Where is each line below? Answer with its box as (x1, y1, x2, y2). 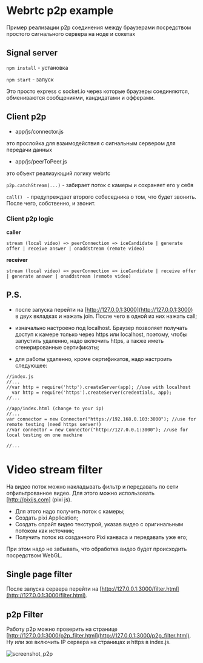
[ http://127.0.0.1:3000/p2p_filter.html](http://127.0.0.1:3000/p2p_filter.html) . (6, 632, 191, 639)
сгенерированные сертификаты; (15, 343, 99, 351)
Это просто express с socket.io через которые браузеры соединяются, (6, 88, 190, 95)
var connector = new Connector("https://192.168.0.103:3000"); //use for (6, 416, 197, 422)
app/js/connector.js (15, 128, 64, 135)
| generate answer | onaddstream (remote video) (6, 273, 131, 280)
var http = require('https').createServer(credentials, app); (12, 390, 172, 396)
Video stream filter (6, 462, 103, 476)
